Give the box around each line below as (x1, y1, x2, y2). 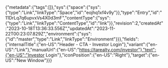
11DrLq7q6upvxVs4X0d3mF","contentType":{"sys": (5, 15, 111, 20)
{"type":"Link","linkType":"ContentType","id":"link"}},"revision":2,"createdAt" (5, 20, 163, 26)
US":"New (5, 57, 27, 63)
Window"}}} (27, 57, 52, 63)
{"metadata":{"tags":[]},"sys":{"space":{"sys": (5, 4, 101, 10)
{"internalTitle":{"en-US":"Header (5, 41, 75, 47)
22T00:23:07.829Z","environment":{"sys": (5, 31, 92, 36)
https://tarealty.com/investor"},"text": (79, 47, 156, 52)
